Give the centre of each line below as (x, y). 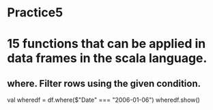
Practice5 (35, 13)
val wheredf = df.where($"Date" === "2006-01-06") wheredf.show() (103, 100)
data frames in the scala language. (107, 58)
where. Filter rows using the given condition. (104, 83)
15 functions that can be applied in (106, 44)
